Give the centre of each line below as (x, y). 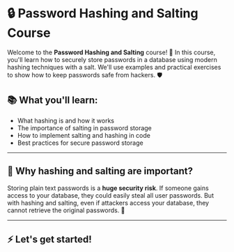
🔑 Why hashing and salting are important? (100, 171)
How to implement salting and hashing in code (84, 135)
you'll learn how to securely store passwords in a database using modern (112, 59)
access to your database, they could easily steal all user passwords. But (111, 195)
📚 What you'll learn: (53, 101)
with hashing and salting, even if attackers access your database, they (108, 203)
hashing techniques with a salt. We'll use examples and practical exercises (114, 67)
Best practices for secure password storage (80, 143)
